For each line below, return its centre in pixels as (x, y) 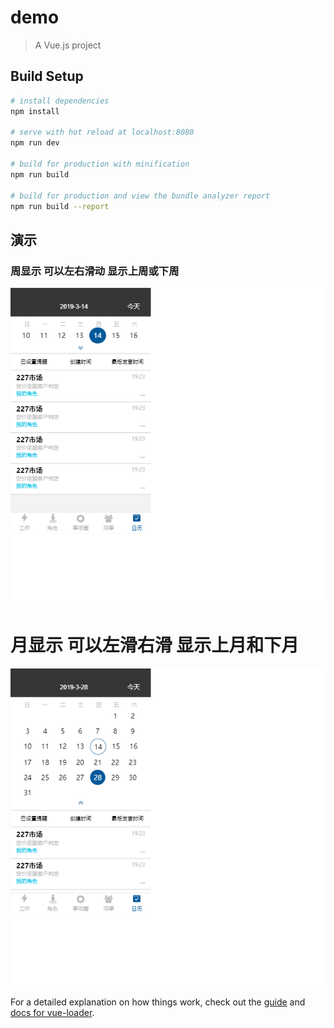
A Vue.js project (68, 45)
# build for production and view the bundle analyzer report (140, 196)
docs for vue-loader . (52, 1013)
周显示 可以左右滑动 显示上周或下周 (95, 271)
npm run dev (35, 143)
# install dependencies (60, 101)
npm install (35, 111)
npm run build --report (60, 206)
